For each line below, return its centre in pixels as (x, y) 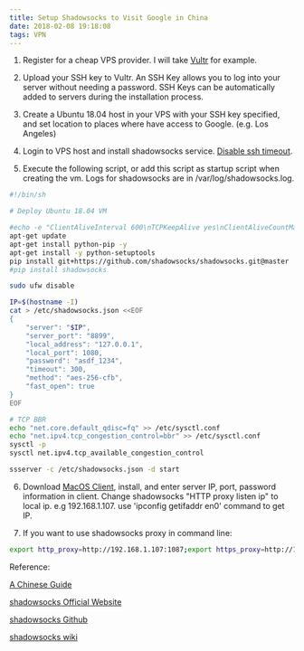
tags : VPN (28, 34)
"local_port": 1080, (64, 353)
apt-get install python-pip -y (68, 244)
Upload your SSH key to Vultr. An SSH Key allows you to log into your (151, 78)
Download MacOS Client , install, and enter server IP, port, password (149, 486)
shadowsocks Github (49, 619)
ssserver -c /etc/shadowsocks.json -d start (95, 469)
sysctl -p (28, 445)
